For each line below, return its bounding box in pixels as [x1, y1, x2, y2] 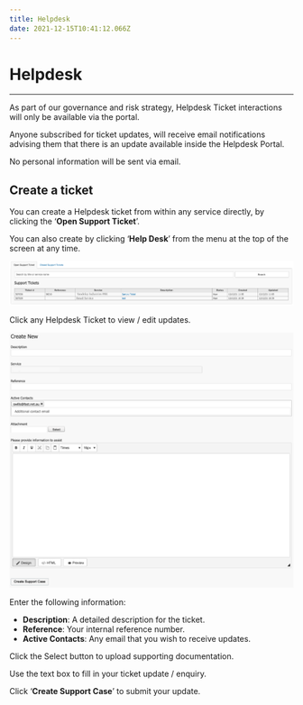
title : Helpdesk [9, 14, 70, 23]
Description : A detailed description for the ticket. [22, 614, 206, 626]
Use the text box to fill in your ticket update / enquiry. [9, 668, 207, 680]
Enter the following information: [9, 597, 126, 608]
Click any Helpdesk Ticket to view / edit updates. [9, 314, 191, 325]
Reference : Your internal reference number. [22, 624, 185, 635]
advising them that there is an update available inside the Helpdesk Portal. [9, 139, 285, 150]
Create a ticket [9, 182, 94, 197]
